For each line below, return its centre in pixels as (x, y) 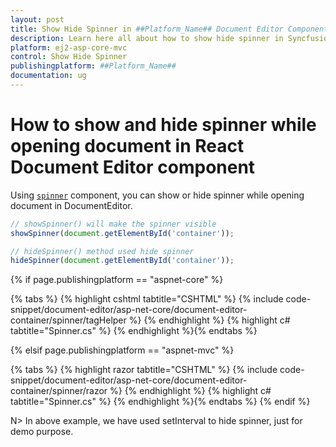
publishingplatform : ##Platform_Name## (93, 66)
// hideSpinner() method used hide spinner (102, 251)
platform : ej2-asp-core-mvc (69, 47)
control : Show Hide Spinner (69, 57)
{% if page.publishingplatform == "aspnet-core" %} (117, 280)
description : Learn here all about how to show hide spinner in (147, 38)
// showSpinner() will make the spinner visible (113, 224)
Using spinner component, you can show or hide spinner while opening (157, 195)
